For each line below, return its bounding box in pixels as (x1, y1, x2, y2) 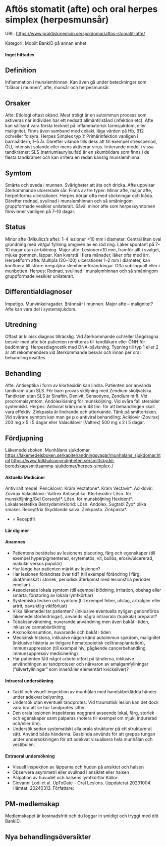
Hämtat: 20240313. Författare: (12, 785, 74, 791)
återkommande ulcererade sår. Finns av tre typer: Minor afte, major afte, (5, 187, 153, 193)
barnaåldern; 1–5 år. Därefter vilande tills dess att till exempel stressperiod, (5, 138, 157, 145)
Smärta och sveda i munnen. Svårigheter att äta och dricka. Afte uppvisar (5, 182, 155, 188)
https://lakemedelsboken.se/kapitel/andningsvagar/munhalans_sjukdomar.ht (5, 452, 161, 458)
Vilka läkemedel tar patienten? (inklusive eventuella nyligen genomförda (12, 608, 159, 614)
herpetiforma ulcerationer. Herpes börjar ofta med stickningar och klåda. (5, 193, 154, 199)
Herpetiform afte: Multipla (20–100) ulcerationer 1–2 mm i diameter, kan (5, 257, 150, 263)
